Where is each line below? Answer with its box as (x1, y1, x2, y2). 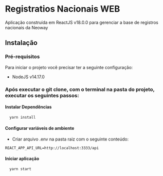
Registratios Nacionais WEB (5, 3, 120, 15)
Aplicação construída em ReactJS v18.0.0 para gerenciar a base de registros (5, 19, 159, 25)
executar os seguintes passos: (5, 92, 79, 99)
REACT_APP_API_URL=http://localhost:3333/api (5, 145, 99, 150)
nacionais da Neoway (5, 24, 48, 30)
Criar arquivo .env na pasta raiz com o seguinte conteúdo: (12, 136, 129, 142)
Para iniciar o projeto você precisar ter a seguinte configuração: (5, 64, 133, 70)
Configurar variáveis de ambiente (5, 125, 74, 131)
